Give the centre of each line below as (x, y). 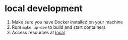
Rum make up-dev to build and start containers (59, 27)
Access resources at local (38, 32)
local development (44, 9)
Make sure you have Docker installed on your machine (67, 22)
